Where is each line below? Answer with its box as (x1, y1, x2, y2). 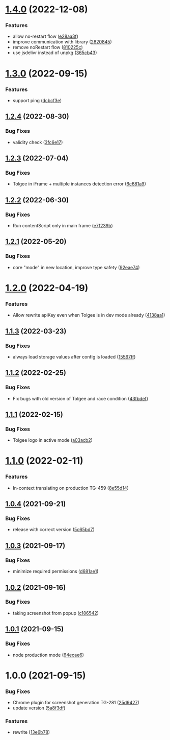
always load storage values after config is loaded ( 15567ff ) (12, 353, 136, 360)
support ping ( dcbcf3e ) (12, 97, 62, 103)
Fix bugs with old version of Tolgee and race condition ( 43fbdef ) (12, 395, 149, 401)
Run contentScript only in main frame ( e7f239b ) (12, 223, 113, 229)
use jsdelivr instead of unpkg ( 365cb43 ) (12, 50, 97, 56)
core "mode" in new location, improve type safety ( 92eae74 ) (12, 264, 140, 270)
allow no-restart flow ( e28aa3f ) (12, 33, 79, 39)
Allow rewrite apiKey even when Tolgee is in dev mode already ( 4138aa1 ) (12, 312, 165, 318)
